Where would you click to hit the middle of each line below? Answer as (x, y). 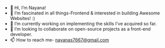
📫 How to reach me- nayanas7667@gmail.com (59, 40)
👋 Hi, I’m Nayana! (28, 8)
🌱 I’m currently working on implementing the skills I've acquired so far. (83, 23)
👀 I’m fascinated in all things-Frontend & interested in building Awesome (85, 13)
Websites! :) (23, 18)
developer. (21, 34)
